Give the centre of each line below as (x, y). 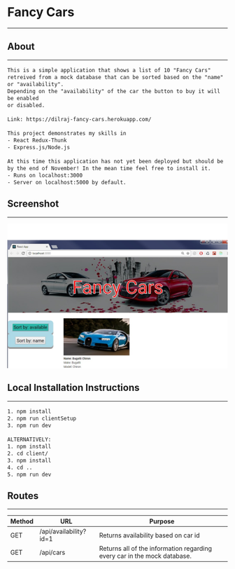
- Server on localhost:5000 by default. (67, 182)
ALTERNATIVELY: (29, 439)
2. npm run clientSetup (42, 418)
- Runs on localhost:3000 (45, 175)
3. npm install (29, 460)
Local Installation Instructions (73, 388)
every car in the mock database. (145, 556)
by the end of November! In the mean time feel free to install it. (109, 168)
